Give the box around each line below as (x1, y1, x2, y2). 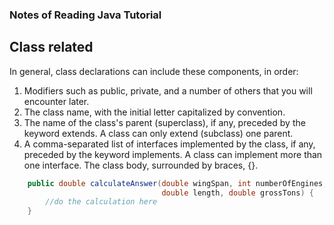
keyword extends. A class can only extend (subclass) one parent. (23, 127, 294, 139)
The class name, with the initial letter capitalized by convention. (23, 106, 286, 118)
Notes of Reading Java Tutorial (9, 8, 162, 22)
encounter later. (23, 95, 90, 107)
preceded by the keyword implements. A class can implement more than (23, 148, 323, 160)
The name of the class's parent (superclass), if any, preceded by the (23, 116, 306, 128)
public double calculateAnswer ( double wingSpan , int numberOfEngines (27, 178, 324, 188)
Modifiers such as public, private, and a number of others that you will (23, 84, 313, 97)
